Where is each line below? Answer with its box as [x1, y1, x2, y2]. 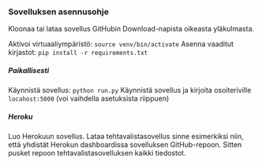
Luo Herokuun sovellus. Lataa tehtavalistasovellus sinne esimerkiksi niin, [8, 132, 245, 141]
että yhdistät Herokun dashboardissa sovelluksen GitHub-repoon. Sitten [8, 140, 242, 149]
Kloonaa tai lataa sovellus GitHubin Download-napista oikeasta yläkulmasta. [8, 24, 255, 34]
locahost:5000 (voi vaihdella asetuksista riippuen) [8, 93, 170, 104]
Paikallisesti [8, 65, 50, 75]
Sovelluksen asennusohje [8, 6, 109, 17]
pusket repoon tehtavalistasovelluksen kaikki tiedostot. [8, 148, 186, 158]
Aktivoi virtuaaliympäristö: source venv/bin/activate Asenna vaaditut [8, 39, 234, 49]
